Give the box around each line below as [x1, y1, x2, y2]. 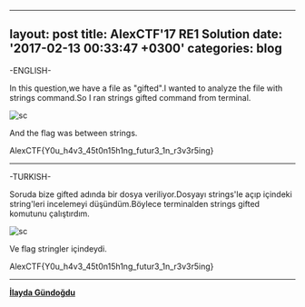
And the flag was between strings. [9, 127, 138, 138]
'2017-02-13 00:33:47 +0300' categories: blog [9, 41, 283, 56]
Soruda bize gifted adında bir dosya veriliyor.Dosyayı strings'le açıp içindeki [9, 188, 292, 200]
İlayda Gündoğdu [9, 287, 75, 298]
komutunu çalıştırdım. [9, 208, 91, 219]
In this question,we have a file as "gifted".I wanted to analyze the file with [9, 83, 283, 94]
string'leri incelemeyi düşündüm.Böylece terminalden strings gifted [9, 198, 261, 209]
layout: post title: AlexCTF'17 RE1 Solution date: [9, 26, 283, 42]
